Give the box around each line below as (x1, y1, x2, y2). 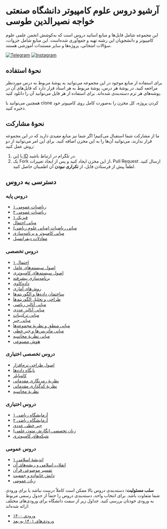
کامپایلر (12, 372, 27, 378)
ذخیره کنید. (5, 105, 26, 111)
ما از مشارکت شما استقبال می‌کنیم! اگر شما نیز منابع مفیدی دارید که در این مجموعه (5, 132, 160, 138)
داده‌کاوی (12, 280, 30, 286)
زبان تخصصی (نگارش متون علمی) (12, 428, 76, 434)
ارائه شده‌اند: (5, 503, 29, 509)
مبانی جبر (12, 317, 31, 323)
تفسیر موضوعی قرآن (12, 467, 53, 473)
